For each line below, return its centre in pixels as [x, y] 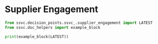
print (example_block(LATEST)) [37, 36]
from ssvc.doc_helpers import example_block [53, 27]
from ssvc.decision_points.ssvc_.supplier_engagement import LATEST [79, 23]
